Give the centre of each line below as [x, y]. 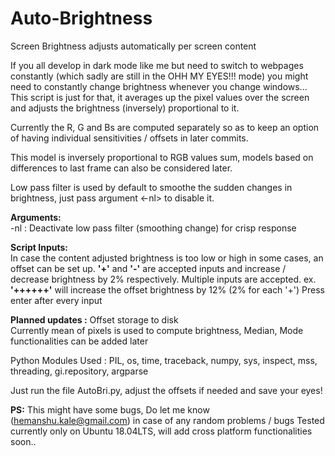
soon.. [23, 441]
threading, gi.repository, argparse [79, 371]
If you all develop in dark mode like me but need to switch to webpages [157, 65]
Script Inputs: [39, 247]
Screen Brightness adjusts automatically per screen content [133, 46]
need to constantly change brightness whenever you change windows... [159, 86]
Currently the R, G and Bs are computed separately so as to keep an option [165, 127]
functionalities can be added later [79, 341]
